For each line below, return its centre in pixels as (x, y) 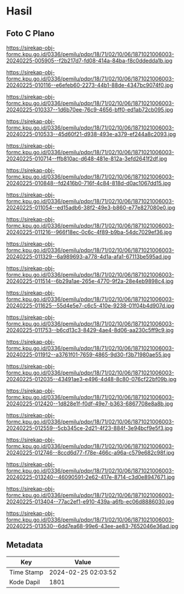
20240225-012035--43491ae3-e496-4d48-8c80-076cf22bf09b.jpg (91, 379)
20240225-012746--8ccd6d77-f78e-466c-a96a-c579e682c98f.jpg (90, 453)
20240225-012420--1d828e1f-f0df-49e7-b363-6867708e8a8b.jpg (90, 403)
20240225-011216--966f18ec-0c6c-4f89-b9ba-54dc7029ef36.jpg (89, 232)
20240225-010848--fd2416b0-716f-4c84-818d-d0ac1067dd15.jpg (89, 183)
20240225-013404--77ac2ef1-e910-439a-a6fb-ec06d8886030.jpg (90, 501)
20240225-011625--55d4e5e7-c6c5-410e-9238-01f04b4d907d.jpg (90, 305)
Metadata (25, 545)
